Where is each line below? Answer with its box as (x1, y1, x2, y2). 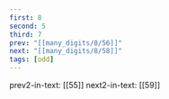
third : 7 (9, 30, 42, 39)
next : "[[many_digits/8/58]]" (9, 47, 123, 56)
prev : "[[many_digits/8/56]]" (9, 38, 123, 48)
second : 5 (9, 22, 47, 31)
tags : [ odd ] (9, 55, 54, 64)
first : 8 (9, 13, 42, 22)
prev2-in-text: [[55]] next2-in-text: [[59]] (9, 80, 161, 90)
